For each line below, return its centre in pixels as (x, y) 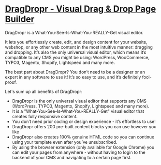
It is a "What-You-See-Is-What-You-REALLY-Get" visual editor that (78, 111)
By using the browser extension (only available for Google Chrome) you (83, 147)
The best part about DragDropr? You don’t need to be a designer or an (75, 72)
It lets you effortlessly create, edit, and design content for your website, (76, 42)
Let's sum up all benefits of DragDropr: (44, 91)
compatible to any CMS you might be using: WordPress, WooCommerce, (77, 57)
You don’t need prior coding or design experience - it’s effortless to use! (84, 121)
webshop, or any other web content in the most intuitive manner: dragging (79, 47)
